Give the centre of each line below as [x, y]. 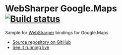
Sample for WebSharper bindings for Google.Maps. [58, 32]
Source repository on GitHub [41, 42]
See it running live [31, 47]
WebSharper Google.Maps [61, 9]
